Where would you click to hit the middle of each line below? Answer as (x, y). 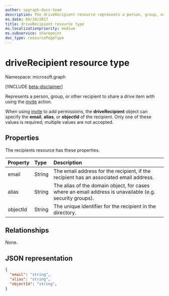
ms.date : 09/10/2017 (27, 19)
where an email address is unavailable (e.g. (104, 192)
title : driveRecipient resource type (45, 24)
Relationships (27, 230)
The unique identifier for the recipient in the (105, 206)
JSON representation (39, 258)
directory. (65, 212)
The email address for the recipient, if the (102, 171)
